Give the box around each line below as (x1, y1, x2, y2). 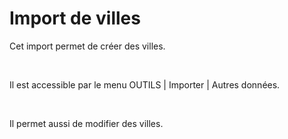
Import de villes (9, 7, 141, 30)
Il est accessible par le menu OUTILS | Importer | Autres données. (9, 78, 281, 91)
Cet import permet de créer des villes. (9, 40, 166, 52)
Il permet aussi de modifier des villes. (9, 117, 164, 129)
